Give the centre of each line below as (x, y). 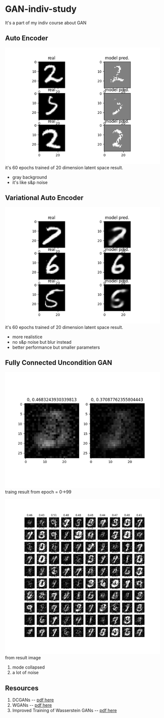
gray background (30, 177)
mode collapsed (28, 667)
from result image (23, 658)
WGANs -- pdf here (32, 705)
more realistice (27, 337)
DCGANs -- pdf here (33, 700)
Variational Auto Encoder (44, 198)
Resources (22, 688)
